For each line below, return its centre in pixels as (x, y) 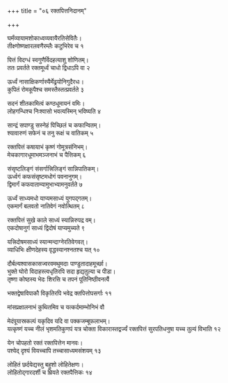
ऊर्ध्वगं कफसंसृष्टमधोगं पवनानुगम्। (44, 177)
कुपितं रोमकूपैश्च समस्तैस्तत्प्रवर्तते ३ (46, 89)
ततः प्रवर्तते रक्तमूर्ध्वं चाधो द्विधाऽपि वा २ (49, 68)
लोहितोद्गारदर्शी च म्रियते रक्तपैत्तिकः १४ (50, 372)
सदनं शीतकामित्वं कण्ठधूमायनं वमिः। (46, 103)
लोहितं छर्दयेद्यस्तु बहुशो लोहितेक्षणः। (46, 365)
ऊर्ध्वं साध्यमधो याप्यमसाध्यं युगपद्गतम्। (50, 198)
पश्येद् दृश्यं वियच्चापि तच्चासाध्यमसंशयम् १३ (54, 351)
